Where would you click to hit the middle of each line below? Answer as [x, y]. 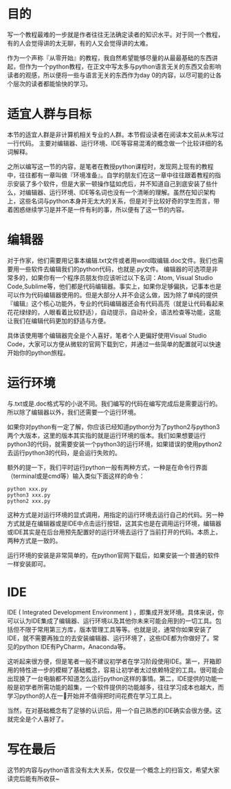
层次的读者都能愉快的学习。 [52, 83]
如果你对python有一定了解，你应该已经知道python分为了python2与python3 [113, 427]
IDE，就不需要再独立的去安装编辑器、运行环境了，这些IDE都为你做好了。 [110, 638]
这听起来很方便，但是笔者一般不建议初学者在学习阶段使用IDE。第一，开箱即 [114, 661]
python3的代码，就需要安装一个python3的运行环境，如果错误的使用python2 [114, 444]
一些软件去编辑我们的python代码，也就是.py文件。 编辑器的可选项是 [115, 269]
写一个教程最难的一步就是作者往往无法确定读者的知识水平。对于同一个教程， [115, 34]
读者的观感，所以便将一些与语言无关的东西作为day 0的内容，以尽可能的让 [111, 75]
